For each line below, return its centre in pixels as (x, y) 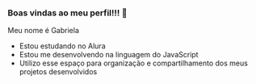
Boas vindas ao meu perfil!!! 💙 (67, 13)
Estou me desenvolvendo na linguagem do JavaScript (109, 55)
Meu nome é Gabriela (44, 31)
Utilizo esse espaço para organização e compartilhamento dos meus (133, 63)
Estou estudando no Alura (62, 46)
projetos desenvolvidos (58, 72)
